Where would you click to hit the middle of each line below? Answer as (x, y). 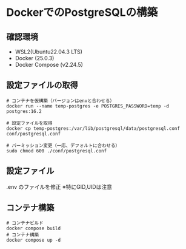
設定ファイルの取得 (42, 85)
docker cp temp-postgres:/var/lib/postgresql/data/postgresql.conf (93, 128)
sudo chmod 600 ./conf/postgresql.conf (57, 151)
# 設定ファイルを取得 (29, 123)
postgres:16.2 (24, 111)
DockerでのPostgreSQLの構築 (82, 12)
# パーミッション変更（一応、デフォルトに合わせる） (63, 145)
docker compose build (34, 228)
